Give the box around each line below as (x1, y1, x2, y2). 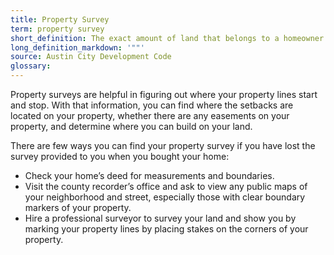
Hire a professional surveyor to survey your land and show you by (24, 212, 297, 224)
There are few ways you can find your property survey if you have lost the (10, 140, 316, 151)
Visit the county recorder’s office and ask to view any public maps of (24, 181, 308, 192)
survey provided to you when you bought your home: (10, 151, 230, 162)
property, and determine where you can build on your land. (10, 121, 253, 132)
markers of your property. (24, 202, 132, 213)
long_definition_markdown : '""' (10, 42, 145, 53)
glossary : (10, 61, 52, 71)
